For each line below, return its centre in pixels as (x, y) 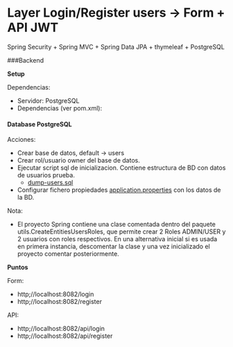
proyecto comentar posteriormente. (68, 254)
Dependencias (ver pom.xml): (60, 108)
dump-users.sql (50, 183)
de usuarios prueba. (46, 175)
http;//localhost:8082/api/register (65, 336)
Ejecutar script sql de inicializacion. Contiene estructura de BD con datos (121, 168)
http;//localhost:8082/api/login (61, 329)
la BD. (26, 197)
